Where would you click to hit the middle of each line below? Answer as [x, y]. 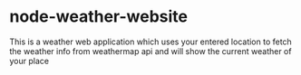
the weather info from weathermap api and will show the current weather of [150, 51]
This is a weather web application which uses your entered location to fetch [150, 42]
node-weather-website [99, 17]
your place [29, 61]
